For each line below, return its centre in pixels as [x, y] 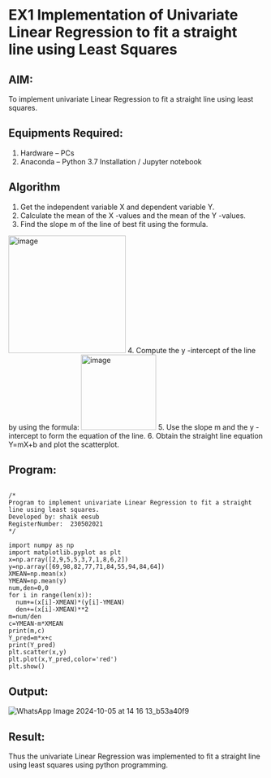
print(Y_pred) [32, 645]
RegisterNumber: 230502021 [56, 524]
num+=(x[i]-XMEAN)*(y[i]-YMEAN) [71, 603]
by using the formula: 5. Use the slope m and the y [131, 427]
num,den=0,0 [28, 588]
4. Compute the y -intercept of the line [191, 350]
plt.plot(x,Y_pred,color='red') [63, 660]
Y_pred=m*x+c [30, 638]
